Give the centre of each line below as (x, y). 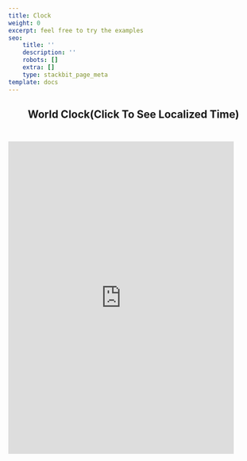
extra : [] (39, 68)
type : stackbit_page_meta (66, 75)
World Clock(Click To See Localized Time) (133, 114)
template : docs (33, 82)
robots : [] (41, 60)
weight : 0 (25, 23)
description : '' (50, 52)
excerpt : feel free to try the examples (76, 30)
